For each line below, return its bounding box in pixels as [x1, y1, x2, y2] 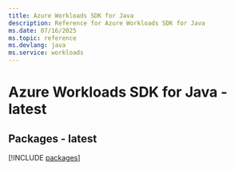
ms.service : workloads [8, 49, 84, 57]
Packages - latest [8, 132, 98, 145]
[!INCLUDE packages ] [8, 153, 81, 162]
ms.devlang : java [8, 42, 66, 49]
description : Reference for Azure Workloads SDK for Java [8, 19, 205, 27]
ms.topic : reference [8, 34, 78, 42]
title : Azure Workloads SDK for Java [8, 11, 134, 20]
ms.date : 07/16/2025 [8, 26, 78, 34]
